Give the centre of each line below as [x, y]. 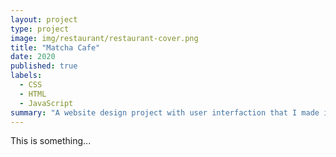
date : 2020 [33, 57]
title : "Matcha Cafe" [55, 47]
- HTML [33, 94]
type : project [40, 29]
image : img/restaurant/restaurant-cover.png [104, 38]
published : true [44, 66]
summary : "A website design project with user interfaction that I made [165, 112]
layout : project [44, 19]
